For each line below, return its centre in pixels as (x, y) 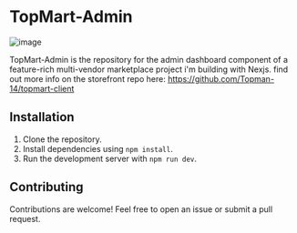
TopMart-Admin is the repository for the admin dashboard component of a (149, 59)
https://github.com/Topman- (221, 78)
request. (25, 218)
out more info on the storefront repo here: (87, 78)
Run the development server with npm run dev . (110, 158)
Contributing (46, 187)
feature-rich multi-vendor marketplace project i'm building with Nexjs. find (149, 69)
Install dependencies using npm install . (97, 148)
